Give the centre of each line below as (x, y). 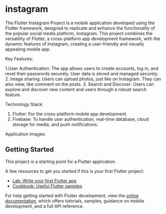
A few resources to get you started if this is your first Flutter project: (75, 171)
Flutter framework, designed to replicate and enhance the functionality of (80, 28)
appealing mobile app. (28, 49)
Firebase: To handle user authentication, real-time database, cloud (81, 119)
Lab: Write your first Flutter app (44, 181)
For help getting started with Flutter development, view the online (72, 195)
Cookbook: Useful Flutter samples (47, 186)
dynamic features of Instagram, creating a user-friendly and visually (75, 44)
